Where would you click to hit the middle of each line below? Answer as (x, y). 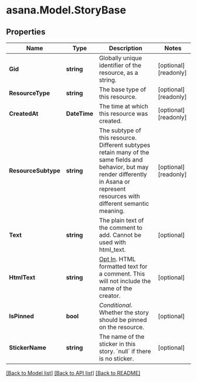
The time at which (123, 106)
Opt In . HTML (117, 259)
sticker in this (117, 344)
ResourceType (30, 93)
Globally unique (120, 58)
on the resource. (122, 327)
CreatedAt (24, 113)
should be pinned (123, 320)
